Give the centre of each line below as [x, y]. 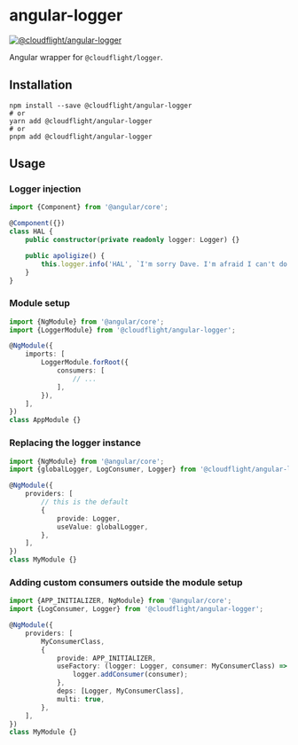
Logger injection [45, 189]
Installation [41, 85]
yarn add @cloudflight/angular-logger [81, 121]
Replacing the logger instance [75, 443]
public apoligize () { [65, 255]
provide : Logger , [89, 518]
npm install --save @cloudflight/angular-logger [101, 106]
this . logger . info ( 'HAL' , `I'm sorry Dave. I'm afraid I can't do [165, 264]
